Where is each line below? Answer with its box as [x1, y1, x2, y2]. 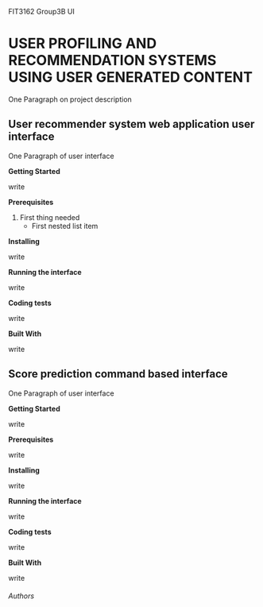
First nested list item [31, 221, 99, 230]
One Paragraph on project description [8, 95, 133, 104]
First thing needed [19, 212, 80, 222]
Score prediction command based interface [8, 367, 228, 381]
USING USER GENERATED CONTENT [8, 68, 253, 87]
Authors [8, 591, 34, 601]
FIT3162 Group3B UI [8, 7, 75, 16]
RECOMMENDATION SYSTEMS [8, 52, 217, 70]
